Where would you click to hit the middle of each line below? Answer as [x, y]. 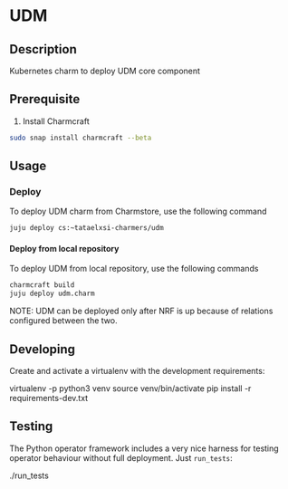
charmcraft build [42, 285]
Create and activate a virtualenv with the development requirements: [137, 371]
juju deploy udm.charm [52, 294]
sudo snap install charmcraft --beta [81, 138]
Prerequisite [45, 99]
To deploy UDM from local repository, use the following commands [134, 269]
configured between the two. [63, 321]
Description [43, 49]
